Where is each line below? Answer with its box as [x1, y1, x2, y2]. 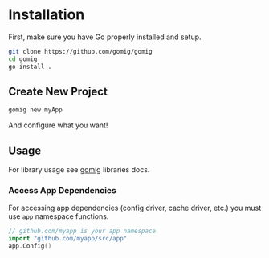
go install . [8, 62, 52, 71]
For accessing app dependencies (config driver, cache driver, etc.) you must [8, 203, 262, 213]
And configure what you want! [8, 120, 108, 130]
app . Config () [8, 242, 52, 250]
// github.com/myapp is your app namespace [8, 227, 157, 236]
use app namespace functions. [8, 212, 109, 221]
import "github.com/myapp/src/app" [8, 235, 128, 243]
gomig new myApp [8, 106, 63, 114]
